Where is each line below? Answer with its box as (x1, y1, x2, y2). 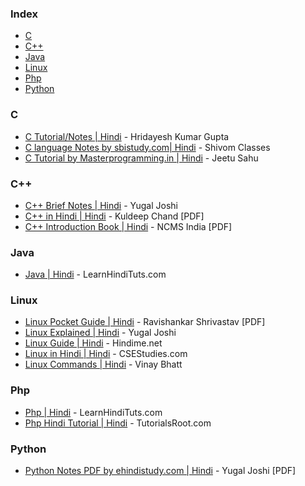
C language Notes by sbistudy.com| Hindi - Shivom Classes (24, 141, 271, 153)
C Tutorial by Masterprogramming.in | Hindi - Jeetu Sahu (24, 152, 259, 164)
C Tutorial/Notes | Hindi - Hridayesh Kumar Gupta (24, 130, 230, 142)
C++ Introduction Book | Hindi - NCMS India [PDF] (24, 220, 233, 232)
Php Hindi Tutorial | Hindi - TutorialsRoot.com (24, 417, 212, 429)
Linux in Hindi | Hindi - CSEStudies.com (24, 348, 188, 360)
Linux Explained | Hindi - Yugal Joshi (24, 327, 177, 339)
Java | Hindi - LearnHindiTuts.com (24, 268, 167, 281)
